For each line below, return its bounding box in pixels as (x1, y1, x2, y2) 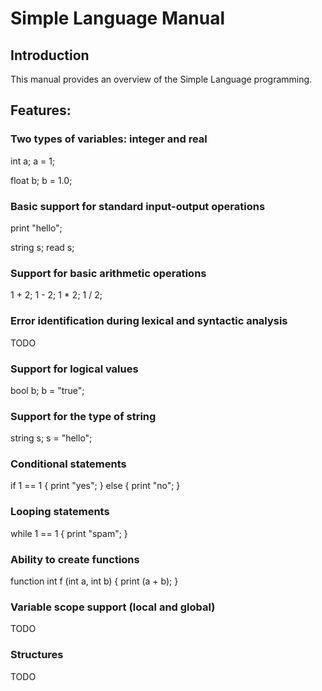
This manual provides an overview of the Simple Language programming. (10, 73, 313, 85)
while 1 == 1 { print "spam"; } (10, 527, 128, 539)
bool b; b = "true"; (10, 384, 85, 396)
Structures (10, 648, 64, 662)
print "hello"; (10, 222, 63, 234)
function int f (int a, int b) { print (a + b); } (10, 575, 179, 587)
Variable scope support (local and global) (10, 600, 216, 614)
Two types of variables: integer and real (10, 132, 208, 146)
